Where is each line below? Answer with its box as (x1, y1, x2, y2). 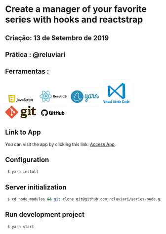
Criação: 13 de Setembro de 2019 (5, 34, 109, 42)
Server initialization (5, 183, 67, 191)
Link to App (5, 128, 41, 137)
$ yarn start (7, 224, 35, 229)
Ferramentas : (5, 67, 49, 76)
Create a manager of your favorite (5, 3, 147, 15)
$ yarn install (7, 169, 39, 174)
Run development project (5, 210, 85, 219)
